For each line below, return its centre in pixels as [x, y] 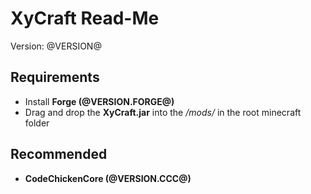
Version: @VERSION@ [56, 46]
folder [37, 123]
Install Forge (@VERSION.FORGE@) [99, 101]
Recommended [59, 154]
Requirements [55, 77]
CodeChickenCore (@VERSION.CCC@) [108, 178]
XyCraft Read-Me [85, 18]
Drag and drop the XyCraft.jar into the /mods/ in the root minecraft [163, 112]
